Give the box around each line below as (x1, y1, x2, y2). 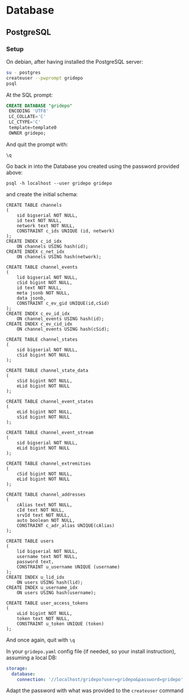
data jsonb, (17, 295, 46, 301)
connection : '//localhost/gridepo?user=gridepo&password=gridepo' (17, 676, 184, 682)
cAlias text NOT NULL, (17, 502, 73, 508)
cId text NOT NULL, (17, 507, 65, 513)
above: (6, 169, 23, 176)
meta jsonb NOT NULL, (17, 290, 70, 296)
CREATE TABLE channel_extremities (6, 460, 92, 467)
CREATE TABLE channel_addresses (6, 491, 86, 497)
